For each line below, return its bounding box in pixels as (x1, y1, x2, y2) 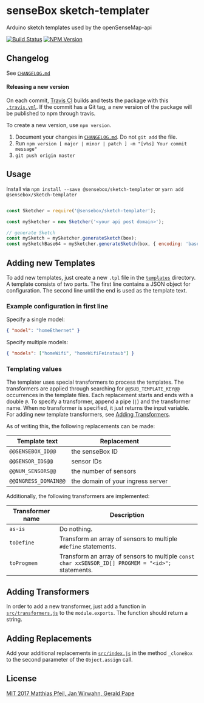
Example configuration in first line (6, 302, 109, 310)
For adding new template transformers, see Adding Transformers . (6, 411, 171, 418)
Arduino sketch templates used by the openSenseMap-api (6, 24, 152, 31)
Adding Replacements (6, 633, 92, 643)
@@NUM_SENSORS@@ (9, 468, 56, 475)
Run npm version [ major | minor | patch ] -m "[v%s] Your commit (15, 139, 187, 147)
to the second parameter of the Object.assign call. (6, 656, 133, 663)
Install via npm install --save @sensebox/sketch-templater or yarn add (6, 185, 184, 192)
